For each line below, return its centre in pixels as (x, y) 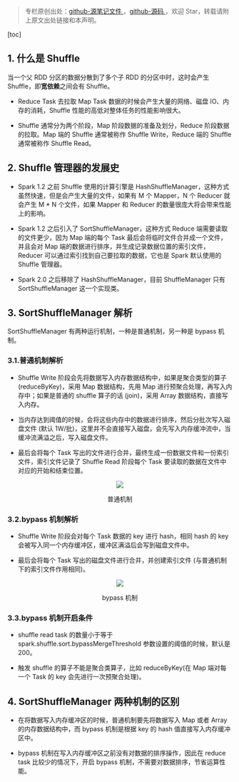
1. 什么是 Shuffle (44, 59)
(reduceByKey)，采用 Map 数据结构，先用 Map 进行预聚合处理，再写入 (122, 386)
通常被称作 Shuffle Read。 (56, 143)
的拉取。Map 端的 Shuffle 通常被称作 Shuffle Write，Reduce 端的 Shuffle (124, 134)
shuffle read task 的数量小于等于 (65, 635)
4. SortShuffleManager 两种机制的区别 (93, 702)
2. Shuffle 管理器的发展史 (63, 168)
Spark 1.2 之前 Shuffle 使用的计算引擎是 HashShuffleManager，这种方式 (123, 186)
